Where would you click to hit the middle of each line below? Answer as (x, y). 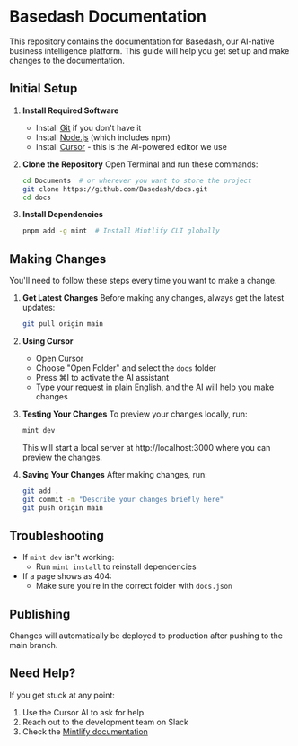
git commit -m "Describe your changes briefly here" (123, 499)
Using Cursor (48, 341)
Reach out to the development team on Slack (105, 722)
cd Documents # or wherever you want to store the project (137, 180)
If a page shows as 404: (67, 576)
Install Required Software (70, 110)
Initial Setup (44, 88)
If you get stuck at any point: (62, 695)
